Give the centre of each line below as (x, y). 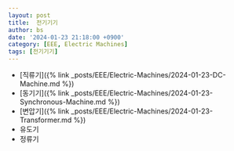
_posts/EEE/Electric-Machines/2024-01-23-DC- (148, 75)
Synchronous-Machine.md (62, 102)
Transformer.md (46, 120)
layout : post (29, 15)
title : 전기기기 (33, 23)
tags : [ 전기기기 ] (33, 52)
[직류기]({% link (44, 75)
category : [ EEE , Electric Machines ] (68, 45)
